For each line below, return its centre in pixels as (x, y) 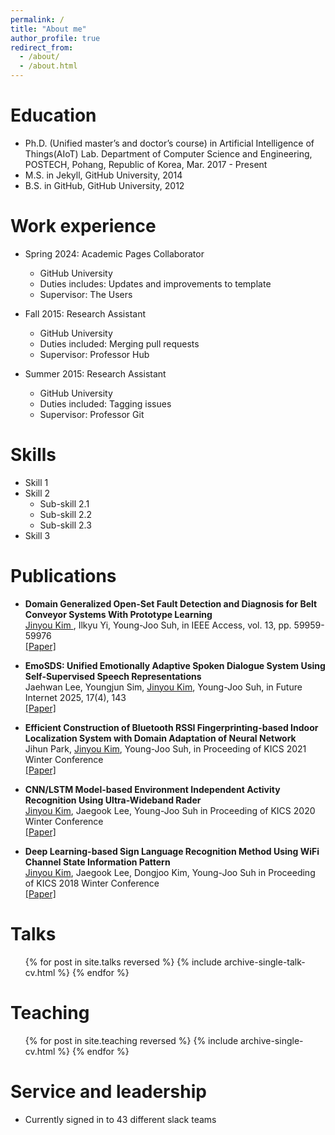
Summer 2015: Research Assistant (95, 373)
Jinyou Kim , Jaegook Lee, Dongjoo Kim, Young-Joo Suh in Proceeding (170, 872)
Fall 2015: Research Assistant (85, 313)
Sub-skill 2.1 (64, 503)
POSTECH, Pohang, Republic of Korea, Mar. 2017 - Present (146, 164)
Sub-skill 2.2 (66, 514)
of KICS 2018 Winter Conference (92, 883)
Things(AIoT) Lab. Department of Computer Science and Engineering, (168, 153)
